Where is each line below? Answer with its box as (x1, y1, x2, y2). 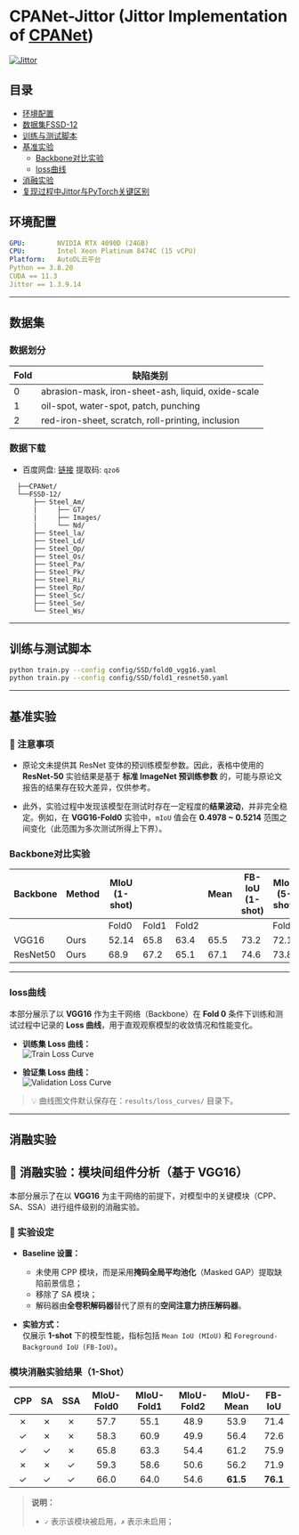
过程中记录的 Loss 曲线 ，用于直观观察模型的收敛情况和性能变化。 (16, 1019, 258, 1030)
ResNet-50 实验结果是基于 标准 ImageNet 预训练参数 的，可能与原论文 (21, 771, 283, 782)
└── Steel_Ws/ (32, 606, 86, 615)
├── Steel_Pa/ (32, 559, 86, 569)
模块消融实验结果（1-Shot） (9, 1366, 130, 1378)
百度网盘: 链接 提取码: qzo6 (21, 464, 120, 475)
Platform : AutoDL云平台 (9, 256, 101, 264)
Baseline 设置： (21, 1248, 81, 1259)
